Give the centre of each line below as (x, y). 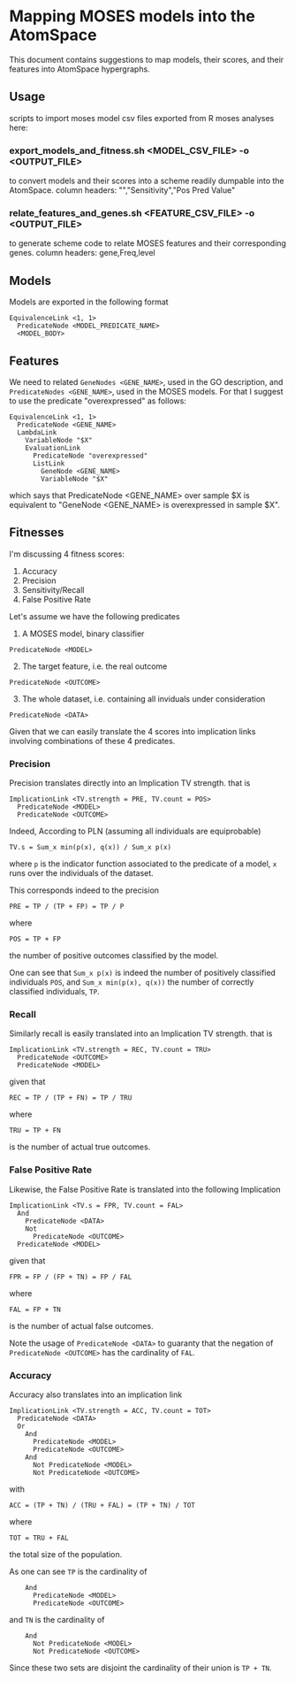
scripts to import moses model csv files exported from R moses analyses (142, 118)
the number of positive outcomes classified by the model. (114, 956)
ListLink (49, 463)
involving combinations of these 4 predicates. (92, 741)
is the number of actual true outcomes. (80, 1147)
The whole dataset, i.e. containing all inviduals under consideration (144, 699)
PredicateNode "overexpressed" (90, 456)
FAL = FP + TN (35, 1310)
